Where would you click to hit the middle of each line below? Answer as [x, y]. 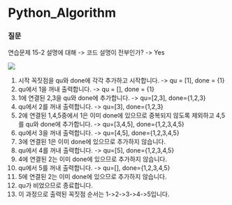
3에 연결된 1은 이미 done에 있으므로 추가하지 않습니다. [92, 142]
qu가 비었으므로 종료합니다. [56, 185]
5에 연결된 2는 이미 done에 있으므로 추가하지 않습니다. [92, 177]
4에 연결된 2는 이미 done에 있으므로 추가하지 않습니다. [92, 160]
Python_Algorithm [62, 13]
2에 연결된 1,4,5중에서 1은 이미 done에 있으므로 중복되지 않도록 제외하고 [116, 115]
